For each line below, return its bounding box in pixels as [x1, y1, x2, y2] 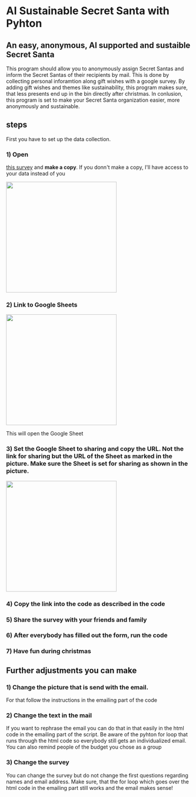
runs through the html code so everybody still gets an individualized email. [6, 737, 187, 744]
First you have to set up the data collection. [6, 135, 111, 142]
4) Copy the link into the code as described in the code [6, 600, 165, 608]
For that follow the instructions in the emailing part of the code [6, 697, 158, 704]
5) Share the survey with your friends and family [6, 616, 147, 624]
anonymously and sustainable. [6, 103, 80, 110]
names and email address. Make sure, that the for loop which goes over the [6, 778, 190, 785]
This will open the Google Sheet [6, 430, 84, 437]
